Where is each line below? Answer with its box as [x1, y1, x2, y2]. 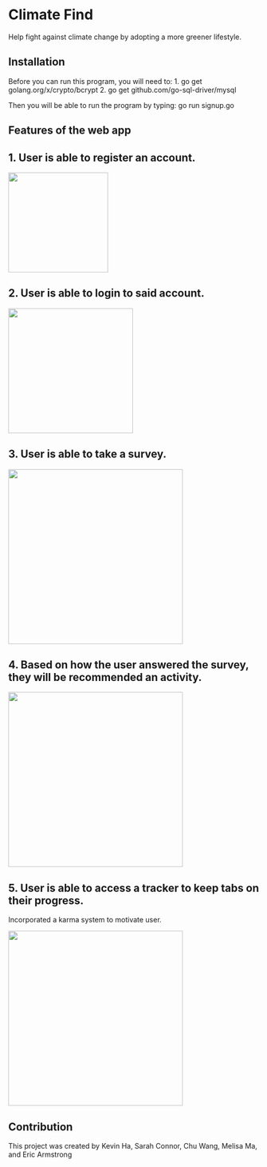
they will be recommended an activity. [8, 670, 202, 684]
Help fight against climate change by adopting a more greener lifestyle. [8, 32, 241, 42]
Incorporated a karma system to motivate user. [8, 915, 162, 925]
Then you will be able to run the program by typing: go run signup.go [8, 100, 235, 110]
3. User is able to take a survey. [8, 448, 167, 461]
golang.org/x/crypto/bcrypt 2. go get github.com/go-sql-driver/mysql [8, 85, 237, 94]
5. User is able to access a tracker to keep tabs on [8, 881, 259, 894]
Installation [8, 55, 65, 69]
